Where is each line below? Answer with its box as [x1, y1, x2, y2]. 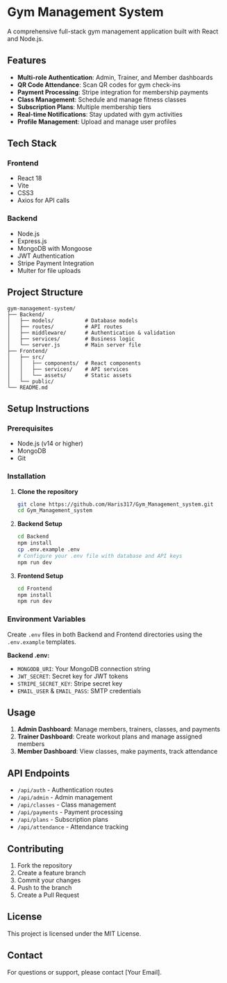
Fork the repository [17, 861, 73, 870]
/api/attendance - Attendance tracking [17, 823, 128, 831]
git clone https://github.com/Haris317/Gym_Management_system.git [17, 501, 214, 508]
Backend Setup [17, 520, 62, 528]
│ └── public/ [7, 378, 54, 385]
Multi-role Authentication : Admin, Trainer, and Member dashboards [17, 73, 213, 81]
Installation [7, 472, 47, 481]
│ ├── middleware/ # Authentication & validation [7, 329, 176, 336]
